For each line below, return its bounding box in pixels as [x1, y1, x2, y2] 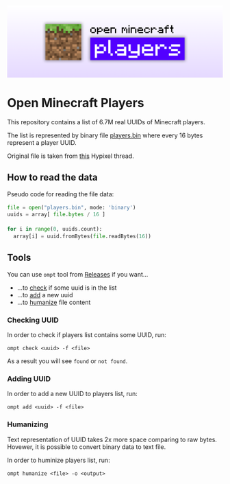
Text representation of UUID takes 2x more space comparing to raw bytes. [7, 435, 218, 443]
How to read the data [7, 172, 98, 183]
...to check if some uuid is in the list [16, 284, 117, 292]
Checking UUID [7, 315, 60, 325]
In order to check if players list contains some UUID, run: [7, 331, 166, 339]
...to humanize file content [16, 298, 91, 306]
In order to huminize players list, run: [7, 456, 111, 464]
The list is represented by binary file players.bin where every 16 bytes [7, 131, 203, 139]
